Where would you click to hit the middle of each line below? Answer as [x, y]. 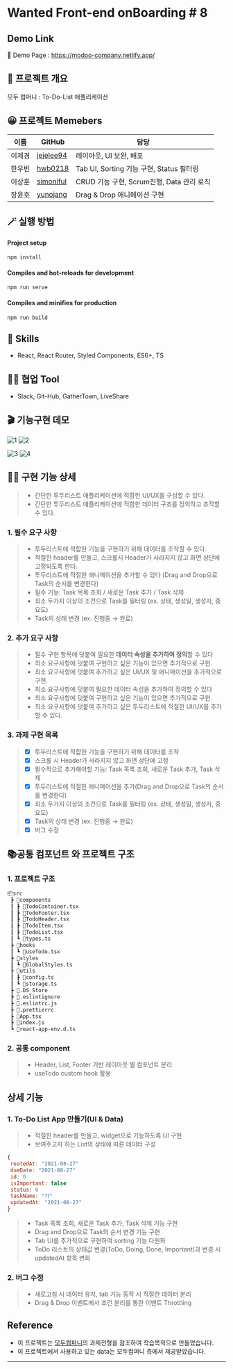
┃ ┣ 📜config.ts [32, 978]
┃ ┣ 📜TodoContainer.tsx [44, 906]
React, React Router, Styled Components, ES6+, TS [90, 355]
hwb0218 [53, 168]
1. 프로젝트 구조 [31, 879]
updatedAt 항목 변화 [62, 1258]
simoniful [52, 181]
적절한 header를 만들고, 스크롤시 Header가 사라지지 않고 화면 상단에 [127, 558]
